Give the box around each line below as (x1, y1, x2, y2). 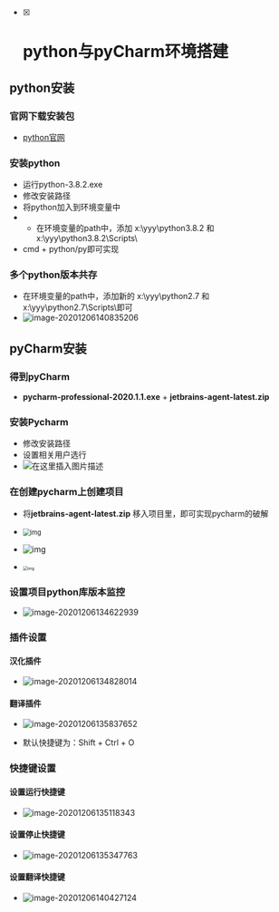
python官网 (22, 131, 65, 142)
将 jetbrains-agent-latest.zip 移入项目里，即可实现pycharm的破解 (22, 508, 269, 519)
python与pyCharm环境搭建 (22, 42, 229, 62)
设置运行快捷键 (9, 786, 65, 797)
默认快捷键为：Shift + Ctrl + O (22, 737, 135, 748)
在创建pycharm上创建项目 (9, 486, 124, 499)
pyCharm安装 (9, 341, 88, 356)
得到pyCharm (9, 370, 71, 383)
